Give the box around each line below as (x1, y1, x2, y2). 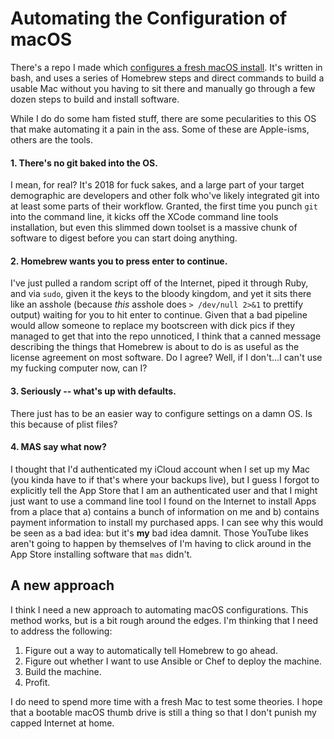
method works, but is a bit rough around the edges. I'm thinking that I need (10, 614, 319, 626)
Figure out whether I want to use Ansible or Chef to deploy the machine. (24, 655, 322, 667)
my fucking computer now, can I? (10, 362, 148, 374)
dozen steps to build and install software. (10, 93, 180, 105)
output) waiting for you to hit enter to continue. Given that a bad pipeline (10, 309, 308, 321)
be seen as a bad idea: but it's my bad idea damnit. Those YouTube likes (10, 527, 309, 539)
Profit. (24, 676, 51, 688)
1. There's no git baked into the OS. (10, 157, 158, 169)
